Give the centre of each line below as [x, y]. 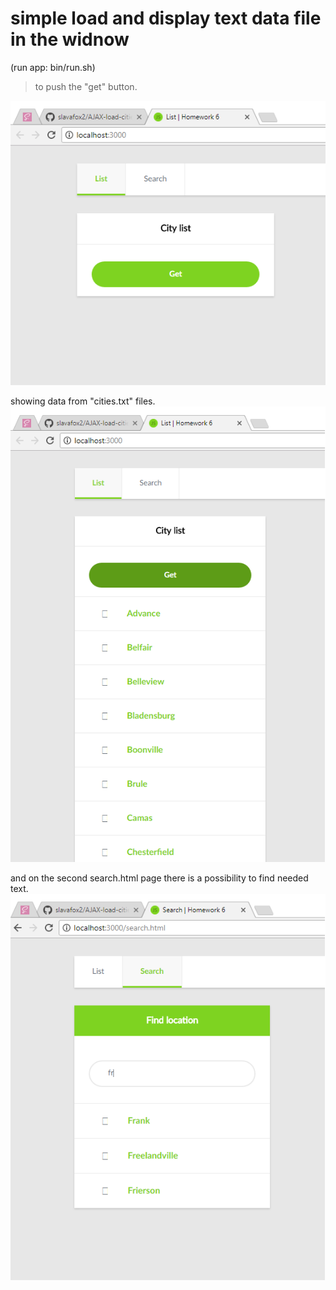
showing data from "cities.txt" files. [83, 401]
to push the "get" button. [86, 86]
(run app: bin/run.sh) [53, 67]
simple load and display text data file [166, 18]
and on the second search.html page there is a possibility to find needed [159, 878]
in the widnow [70, 39]
